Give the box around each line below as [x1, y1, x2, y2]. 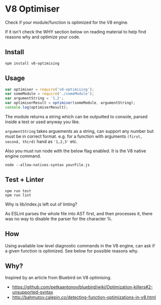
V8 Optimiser [5, 3, 60, 15]
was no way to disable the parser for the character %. [5, 216, 113, 222]
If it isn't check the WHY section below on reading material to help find [5, 29, 146, 34]
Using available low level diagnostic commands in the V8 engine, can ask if [5, 242, 155, 248]
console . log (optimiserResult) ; [5, 105, 68, 110]
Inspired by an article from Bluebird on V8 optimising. [5, 275, 112, 281]
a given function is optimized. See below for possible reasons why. [5, 248, 139, 254]
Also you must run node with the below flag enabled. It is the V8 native [5, 148, 146, 154]
